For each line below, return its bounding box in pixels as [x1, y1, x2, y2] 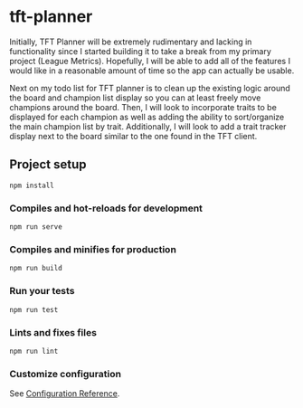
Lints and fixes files [9, 326, 98, 338]
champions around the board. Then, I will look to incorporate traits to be [9, 101, 278, 112]
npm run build [9, 264, 63, 273]
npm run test [9, 305, 59, 314]
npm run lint [9, 346, 59, 356]
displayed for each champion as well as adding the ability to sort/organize [9, 111, 285, 122]
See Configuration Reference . [9, 388, 120, 399]
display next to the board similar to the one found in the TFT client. [9, 130, 258, 141]
